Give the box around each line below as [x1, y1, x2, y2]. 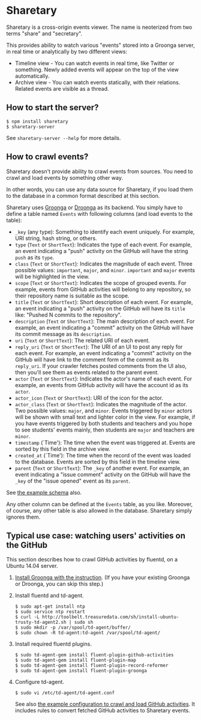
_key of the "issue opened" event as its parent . [14, 477, 131, 484]
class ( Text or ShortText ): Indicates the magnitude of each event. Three [14, 260, 193, 267]
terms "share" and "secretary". [6, 29, 83, 37]
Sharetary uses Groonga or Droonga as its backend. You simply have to [6, 204, 183, 211]
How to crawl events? [6, 151, 89, 162]
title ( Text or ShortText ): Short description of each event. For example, [14, 298, 193, 305]
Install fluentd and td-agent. [14, 592, 84, 599]
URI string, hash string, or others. [14, 234, 97, 242]
